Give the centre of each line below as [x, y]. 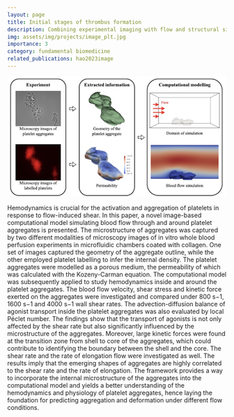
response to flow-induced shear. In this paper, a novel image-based [104, 215]
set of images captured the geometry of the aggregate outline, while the [111, 252]
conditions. [23, 407]
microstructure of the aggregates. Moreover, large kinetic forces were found [117, 333]
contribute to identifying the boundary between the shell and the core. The [114, 348]
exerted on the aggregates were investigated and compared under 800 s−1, [116, 297]
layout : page [26, 15]
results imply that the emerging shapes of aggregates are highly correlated [115, 363]
